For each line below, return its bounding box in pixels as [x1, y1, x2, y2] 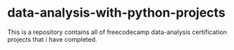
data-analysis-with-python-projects [7, 5, 226, 21]
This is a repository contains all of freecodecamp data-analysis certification [7, 28, 227, 36]
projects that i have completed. [7, 35, 97, 43]
